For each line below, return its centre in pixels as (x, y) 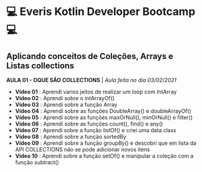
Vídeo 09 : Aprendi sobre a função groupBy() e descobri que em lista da (106, 143)
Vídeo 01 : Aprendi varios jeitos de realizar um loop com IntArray (96, 92)
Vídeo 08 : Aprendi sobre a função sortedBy (71, 137)
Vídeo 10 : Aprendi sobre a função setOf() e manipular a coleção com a (104, 156)
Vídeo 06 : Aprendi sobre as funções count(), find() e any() (89, 124)
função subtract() (37, 162)
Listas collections (40, 65)
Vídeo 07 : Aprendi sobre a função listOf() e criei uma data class (96, 130)
